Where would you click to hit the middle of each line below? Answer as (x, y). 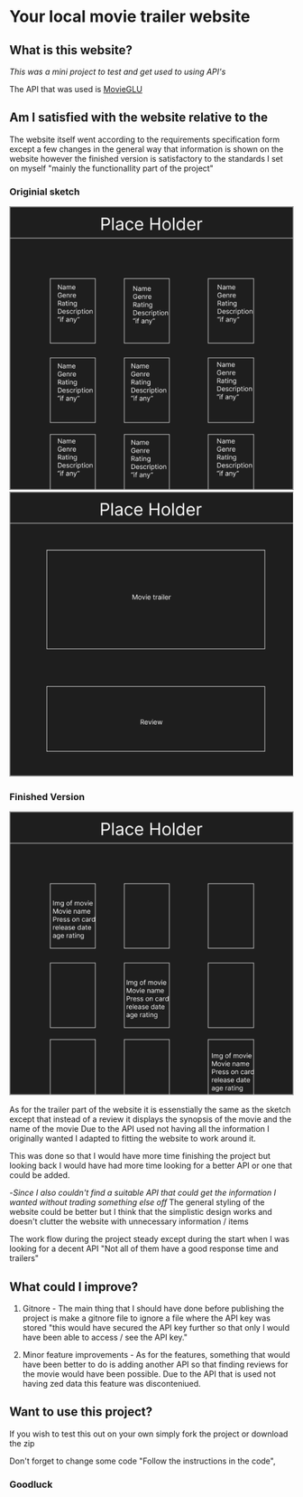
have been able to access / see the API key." (105, 1337)
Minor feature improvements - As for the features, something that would (156, 1355)
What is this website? (71, 50)
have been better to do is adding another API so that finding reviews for (155, 1364)
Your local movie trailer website (130, 17)
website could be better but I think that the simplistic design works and (141, 1212)
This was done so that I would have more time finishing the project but (140, 1156)
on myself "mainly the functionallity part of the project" (111, 168)
